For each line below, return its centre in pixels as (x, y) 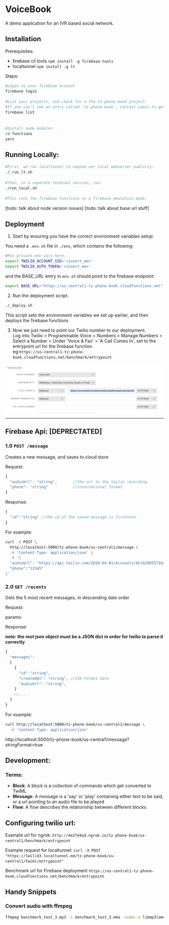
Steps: (12, 76)
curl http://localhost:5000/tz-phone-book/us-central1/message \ (75, 724)
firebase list (20, 112)
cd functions (19, 134)
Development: (28, 761)
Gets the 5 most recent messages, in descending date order (67, 598)
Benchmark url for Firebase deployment (47, 871)
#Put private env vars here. (36, 256)
